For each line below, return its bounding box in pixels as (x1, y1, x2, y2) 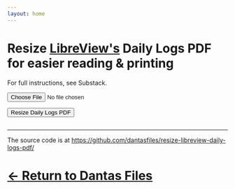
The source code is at (7, 136, 70, 144)
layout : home (7, 10, 45, 17)
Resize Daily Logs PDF (10, 108, 71, 116)
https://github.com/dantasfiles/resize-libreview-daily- (71, 136, 226, 144)
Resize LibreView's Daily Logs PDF (7, 40, 212, 56)
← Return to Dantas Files (7, 168, 153, 184)
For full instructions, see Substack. (7, 78, 107, 87)
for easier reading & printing (7, 55, 174, 71)
